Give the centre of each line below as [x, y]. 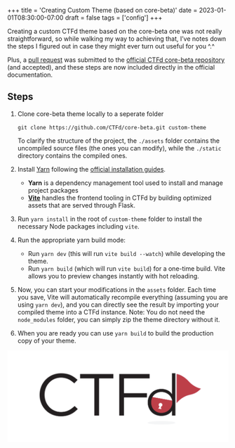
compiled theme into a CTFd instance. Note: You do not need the [111, 312]
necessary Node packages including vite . [78, 226]
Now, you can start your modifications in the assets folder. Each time [116, 289]
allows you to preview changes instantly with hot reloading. [114, 276]
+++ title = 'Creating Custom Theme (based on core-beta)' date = [102, 10]
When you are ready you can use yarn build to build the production [115, 333]
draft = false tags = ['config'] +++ [114, 18]
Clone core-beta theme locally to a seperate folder [90, 114]
